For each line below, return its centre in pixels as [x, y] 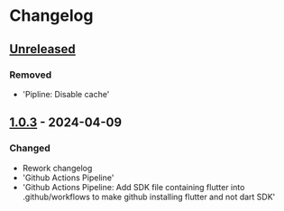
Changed [30, 148]
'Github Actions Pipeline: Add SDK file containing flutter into [133, 187]
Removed [31, 75]
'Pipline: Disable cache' [66, 94]
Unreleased [43, 49]
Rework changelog [57, 168]
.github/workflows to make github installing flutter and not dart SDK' [149, 197]
